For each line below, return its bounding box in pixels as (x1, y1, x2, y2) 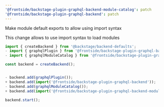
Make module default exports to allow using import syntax (5, 25, 122, 31)
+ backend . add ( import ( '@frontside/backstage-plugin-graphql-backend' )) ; (5, 79, 156, 85)
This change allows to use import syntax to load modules (5, 35, 120, 41)
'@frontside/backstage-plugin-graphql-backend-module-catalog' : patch (5, 7, 152, 12)
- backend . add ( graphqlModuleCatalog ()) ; (5, 84, 89, 89)
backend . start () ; (5, 97, 41, 103)
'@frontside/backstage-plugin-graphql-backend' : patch (5, 12, 119, 17)
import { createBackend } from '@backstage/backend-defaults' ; (5, 44, 137, 49)
